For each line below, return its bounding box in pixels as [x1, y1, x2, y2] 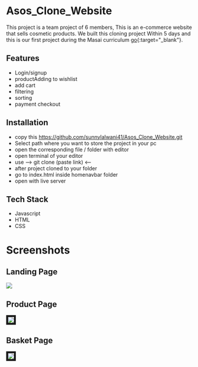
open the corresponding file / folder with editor [14, 146, 129, 153]
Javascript [14, 210, 41, 217]
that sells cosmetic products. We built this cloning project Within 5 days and [6, 30, 191, 37]
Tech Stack [6, 194, 48, 204]
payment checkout [14, 100, 61, 108]
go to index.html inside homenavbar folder [14, 171, 118, 178]
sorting [14, 94, 33, 101]
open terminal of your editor [14, 152, 83, 159]
